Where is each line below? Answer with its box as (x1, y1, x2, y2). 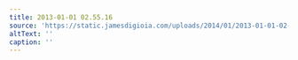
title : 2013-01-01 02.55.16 (9, 12, 114, 22)
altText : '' (9, 29, 53, 38)
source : (9, 21, 38, 30)
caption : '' (9, 37, 53, 47)
